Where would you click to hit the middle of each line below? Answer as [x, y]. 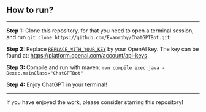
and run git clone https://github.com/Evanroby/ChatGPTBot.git [88, 37]
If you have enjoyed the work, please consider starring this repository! [95, 102]
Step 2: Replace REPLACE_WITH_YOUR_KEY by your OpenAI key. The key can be [103, 49]
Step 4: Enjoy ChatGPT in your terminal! [57, 84]
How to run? [30, 10]
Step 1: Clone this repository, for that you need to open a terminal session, [100, 31]
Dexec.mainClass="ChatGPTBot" [45, 73]
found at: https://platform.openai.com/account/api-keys [77, 55]
